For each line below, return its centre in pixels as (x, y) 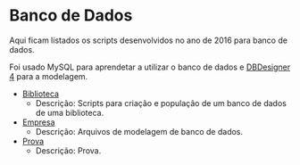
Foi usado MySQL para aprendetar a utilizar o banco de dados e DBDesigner (150, 67)
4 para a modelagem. (49, 76)
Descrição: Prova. (68, 150)
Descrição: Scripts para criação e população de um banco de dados (161, 103)
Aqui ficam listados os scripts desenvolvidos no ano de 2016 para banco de (149, 40)
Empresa (38, 122)
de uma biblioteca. (70, 112)
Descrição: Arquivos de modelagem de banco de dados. (139, 131)
